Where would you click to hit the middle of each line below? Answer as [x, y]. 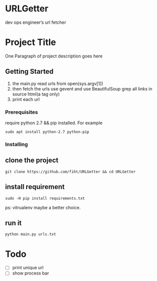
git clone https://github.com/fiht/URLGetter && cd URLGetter [70, 172]
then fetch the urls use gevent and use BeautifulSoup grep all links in [82, 89]
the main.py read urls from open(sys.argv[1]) [58, 83]
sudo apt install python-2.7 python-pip [47, 132]
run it [14, 223]
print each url [26, 99]
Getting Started [29, 71]
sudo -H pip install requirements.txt [45, 198]
